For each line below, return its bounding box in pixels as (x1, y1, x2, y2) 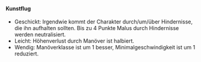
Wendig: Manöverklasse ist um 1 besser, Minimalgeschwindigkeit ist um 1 (14, 44, 196, 51)
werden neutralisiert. (14, 31, 66, 39)
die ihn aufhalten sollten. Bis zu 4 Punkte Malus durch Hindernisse (14, 25, 179, 32)
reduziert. (14, 50, 39, 57)
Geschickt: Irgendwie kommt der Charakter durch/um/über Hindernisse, (14, 18, 193, 25)
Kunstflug (5, 5, 31, 12)
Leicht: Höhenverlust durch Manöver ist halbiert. (14, 37, 135, 45)
